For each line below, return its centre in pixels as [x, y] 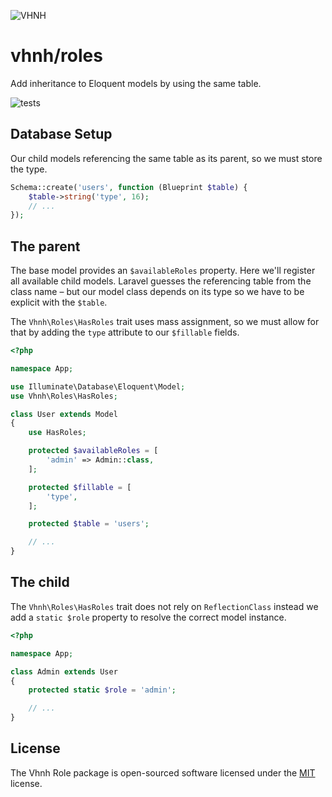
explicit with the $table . [59, 302]
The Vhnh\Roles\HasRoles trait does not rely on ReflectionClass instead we [164, 606]
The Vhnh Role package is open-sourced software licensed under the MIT [163, 772]
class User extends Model [64, 414]
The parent [45, 246]
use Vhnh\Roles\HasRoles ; [64, 396]
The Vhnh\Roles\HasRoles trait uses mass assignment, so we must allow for [165, 322]
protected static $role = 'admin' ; [102, 690]
